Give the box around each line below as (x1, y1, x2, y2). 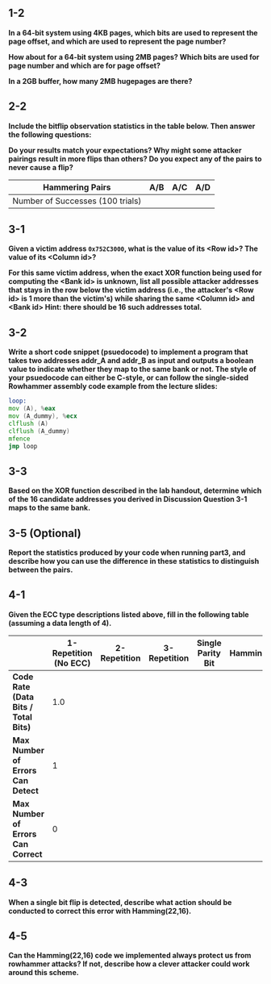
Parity (197, 647, 222, 658)
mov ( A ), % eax (8, 405, 56, 413)
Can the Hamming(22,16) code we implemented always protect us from (8, 951, 252, 961)
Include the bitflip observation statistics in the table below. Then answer (8, 121, 256, 131)
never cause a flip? (8, 162, 74, 172)
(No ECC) (53, 657, 91, 669)
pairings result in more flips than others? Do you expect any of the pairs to (8, 153, 262, 164)
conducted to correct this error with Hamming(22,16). (8, 906, 192, 915)
